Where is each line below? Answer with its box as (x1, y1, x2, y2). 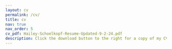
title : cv (5, 17, 27, 22)
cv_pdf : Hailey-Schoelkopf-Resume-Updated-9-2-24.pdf (5, 31, 123, 36)
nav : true (5, 21, 27, 27)
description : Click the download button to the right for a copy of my (5, 36, 161, 41)
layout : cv (5, 7, 29, 13)
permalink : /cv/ (5, 12, 40, 17)
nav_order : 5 (5, 27, 33, 32)
